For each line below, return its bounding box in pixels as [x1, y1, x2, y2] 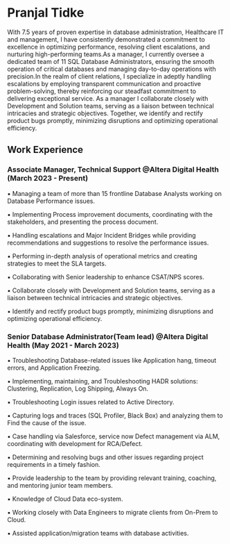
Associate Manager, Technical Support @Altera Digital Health [7, 165, 220, 174]
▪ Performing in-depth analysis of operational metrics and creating [7, 252, 197, 260]
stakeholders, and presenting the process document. [7, 217, 159, 226]
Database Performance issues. [7, 197, 96, 205]
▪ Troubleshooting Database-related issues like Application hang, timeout [7, 356, 217, 364]
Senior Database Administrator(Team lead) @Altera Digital [7, 331, 209, 341]
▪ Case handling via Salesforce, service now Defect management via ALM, [7, 432, 220, 440]
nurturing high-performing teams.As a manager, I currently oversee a [7, 50, 204, 58]
